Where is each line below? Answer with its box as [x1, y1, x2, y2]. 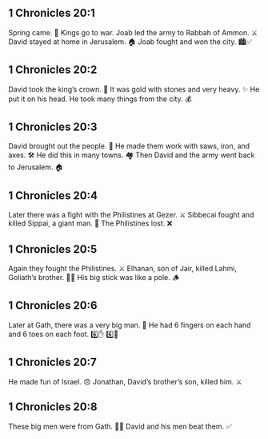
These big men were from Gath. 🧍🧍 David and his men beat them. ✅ [8, 421, 233, 431]
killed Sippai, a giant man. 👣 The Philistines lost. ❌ [8, 218, 173, 228]
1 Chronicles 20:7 [8, 356, 98, 369]
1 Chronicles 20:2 [8, 63, 98, 77]
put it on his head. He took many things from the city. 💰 [8, 94, 192, 104]
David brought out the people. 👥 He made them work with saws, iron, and [8, 141, 250, 151]
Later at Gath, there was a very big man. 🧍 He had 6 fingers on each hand [8, 320, 251, 330]
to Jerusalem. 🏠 [8, 162, 64, 172]
